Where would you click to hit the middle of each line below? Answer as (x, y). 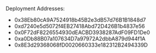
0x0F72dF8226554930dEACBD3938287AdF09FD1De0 (82, 32)
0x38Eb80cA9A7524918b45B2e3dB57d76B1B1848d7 (80, 20)
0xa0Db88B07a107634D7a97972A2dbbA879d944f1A (80, 39)
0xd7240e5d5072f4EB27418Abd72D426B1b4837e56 (79, 26)
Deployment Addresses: (35, 9)
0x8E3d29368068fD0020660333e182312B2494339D (81, 45)
